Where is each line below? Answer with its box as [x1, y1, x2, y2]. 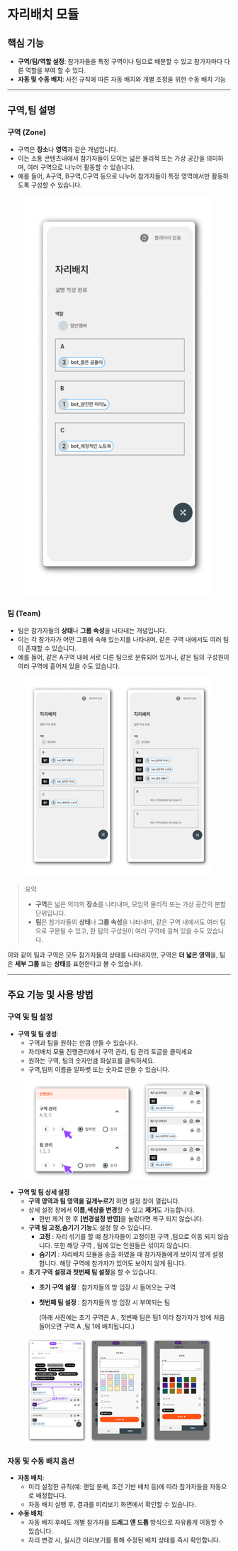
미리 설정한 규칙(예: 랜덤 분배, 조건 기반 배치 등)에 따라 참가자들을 [28, 1483, 209, 1491]
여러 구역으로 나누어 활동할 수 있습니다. [27, 163, 135, 171]
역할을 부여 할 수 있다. [25, 66, 86, 75]
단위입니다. [35, 908, 67, 917]
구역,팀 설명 [7, 104, 56, 117]
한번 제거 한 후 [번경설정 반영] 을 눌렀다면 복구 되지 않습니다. [38, 1214, 204, 1223]
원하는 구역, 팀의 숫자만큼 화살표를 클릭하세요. [28, 1056, 155, 1065]
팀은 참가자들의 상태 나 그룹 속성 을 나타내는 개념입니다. [17, 626, 167, 635]
